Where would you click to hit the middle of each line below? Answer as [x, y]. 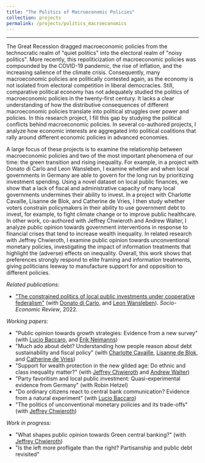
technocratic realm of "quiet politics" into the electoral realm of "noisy [94, 53]
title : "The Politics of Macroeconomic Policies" [71, 12]
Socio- [168, 303]
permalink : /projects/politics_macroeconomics [67, 23]
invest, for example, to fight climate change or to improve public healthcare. [102, 214]
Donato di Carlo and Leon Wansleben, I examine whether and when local [98, 169]
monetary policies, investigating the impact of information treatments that [99, 247]
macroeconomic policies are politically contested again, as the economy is [100, 79]
